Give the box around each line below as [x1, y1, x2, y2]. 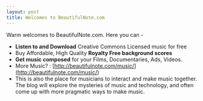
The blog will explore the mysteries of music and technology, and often [15, 81, 194, 88]
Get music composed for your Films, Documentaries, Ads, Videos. [15, 56, 183, 63]
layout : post [6, 8, 40, 15]
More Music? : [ [15, 62, 55, 70]
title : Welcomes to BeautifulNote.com [6, 15, 105, 21]
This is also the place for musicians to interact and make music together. [15, 75, 198, 82]
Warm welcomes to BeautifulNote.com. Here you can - [6, 31, 144, 38]
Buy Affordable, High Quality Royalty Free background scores [15, 49, 173, 56]
